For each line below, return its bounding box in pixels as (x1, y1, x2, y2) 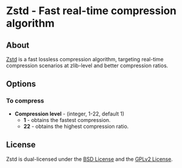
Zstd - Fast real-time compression (6, 4, 177, 18)
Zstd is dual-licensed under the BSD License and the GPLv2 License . (6, 155, 173, 163)
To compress (6, 97, 44, 105)
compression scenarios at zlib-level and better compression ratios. (6, 62, 168, 69)
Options (6, 79, 37, 89)
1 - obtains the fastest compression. (23, 116, 111, 123)
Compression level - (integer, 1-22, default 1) (14, 110, 125, 117)
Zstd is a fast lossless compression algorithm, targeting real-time (6, 56, 164, 62)
